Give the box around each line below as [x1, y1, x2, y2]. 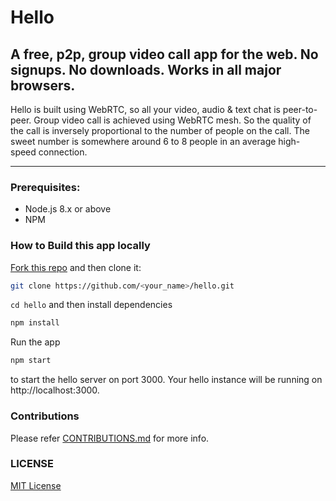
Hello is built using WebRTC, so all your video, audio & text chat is [10, 104, 281, 115]
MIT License [10, 479, 62, 491]
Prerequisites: [10, 180, 81, 194]
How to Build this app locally [10, 239, 151, 253]
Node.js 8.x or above [24, 203, 112, 215]
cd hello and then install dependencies [10, 299, 173, 311]
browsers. [10, 77, 76, 94]
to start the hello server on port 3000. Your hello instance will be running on [10, 374, 323, 386]
